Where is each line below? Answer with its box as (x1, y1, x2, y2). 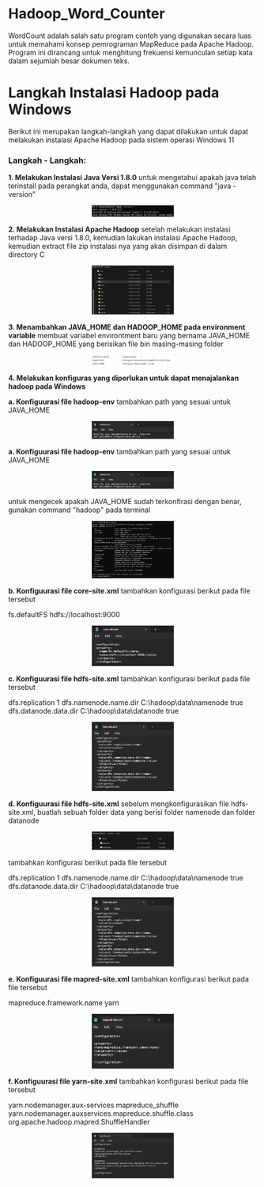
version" (8, 190, 36, 199)
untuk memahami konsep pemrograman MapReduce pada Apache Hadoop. (8, 39, 255, 48)
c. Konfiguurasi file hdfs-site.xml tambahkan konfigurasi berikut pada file (8, 673, 251, 684)
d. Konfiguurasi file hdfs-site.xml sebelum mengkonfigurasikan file (8, 799, 229, 808)
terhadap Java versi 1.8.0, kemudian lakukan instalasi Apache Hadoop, (8, 232, 238, 242)
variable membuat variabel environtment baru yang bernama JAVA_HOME (8, 330, 251, 340)
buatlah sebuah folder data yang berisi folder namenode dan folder (36, 808, 255, 817)
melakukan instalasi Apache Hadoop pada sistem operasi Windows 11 (8, 135, 235, 145)
